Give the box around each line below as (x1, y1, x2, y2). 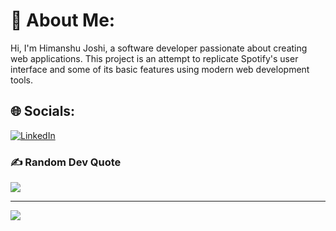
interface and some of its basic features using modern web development (10, 63, 310, 75)
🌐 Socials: (10, 103, 76, 120)
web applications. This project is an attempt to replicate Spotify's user (10, 52, 299, 64)
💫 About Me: (10, 9, 116, 32)
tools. (10, 74, 34, 86)
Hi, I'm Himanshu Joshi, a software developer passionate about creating (10, 42, 308, 54)
